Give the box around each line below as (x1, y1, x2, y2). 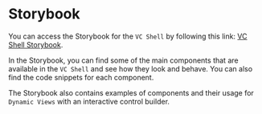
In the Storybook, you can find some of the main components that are (8, 55, 239, 65)
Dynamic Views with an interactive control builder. (8, 96, 170, 106)
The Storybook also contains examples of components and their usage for (8, 88, 255, 97)
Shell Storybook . (8, 39, 63, 49)
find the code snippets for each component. (8, 72, 154, 82)
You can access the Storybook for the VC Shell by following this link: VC (8, 31, 248, 41)
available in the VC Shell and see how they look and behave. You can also (8, 63, 253, 73)
